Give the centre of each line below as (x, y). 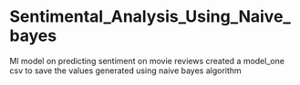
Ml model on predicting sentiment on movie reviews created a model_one (147, 61)
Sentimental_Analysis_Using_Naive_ (150, 17)
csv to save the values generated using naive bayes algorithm (125, 71)
